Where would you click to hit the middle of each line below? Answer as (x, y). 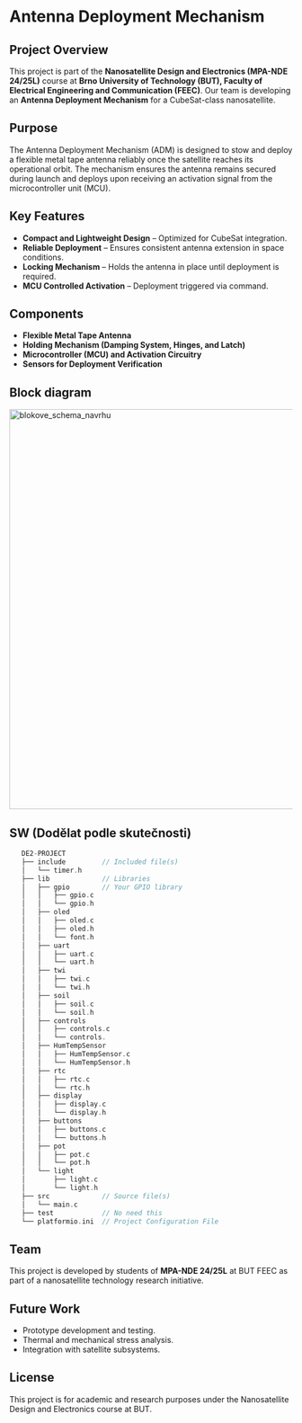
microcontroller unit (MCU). (60, 188)
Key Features (47, 216)
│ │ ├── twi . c (56, 979)
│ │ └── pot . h (56, 1163)
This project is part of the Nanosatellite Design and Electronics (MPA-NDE (149, 71)
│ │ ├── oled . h (58, 929)
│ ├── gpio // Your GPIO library (102, 887)
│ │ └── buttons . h (63, 1138)
